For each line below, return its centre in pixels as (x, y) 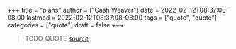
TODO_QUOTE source (57, 38)
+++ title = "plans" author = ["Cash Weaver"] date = (83, 10)
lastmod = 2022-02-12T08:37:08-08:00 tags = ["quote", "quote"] (122, 17)
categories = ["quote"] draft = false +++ (66, 25)
